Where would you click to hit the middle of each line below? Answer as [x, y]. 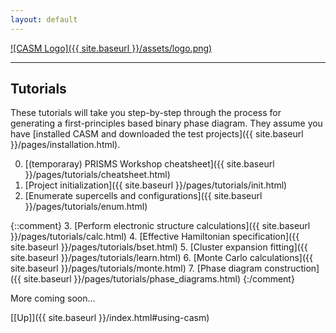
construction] [292, 268]
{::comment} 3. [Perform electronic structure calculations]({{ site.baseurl [160, 226]
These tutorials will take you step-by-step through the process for [146, 113]
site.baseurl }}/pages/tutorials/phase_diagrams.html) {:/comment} [159, 279]
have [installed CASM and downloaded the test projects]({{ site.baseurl [157, 134]
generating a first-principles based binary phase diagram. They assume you [166, 123]
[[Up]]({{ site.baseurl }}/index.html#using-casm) [110, 318]
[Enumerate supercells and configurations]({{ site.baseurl [143, 196]
